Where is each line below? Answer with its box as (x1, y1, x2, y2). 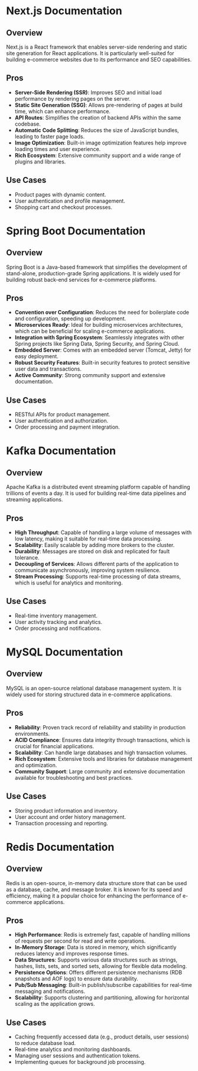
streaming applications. (6, 496, 63, 503)
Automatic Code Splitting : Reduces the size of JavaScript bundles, (14, 126, 179, 134)
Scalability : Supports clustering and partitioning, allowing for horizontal (14, 994, 189, 1001)
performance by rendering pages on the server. (14, 95, 131, 102)
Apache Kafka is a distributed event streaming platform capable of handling (6, 484, 190, 491)
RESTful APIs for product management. (14, 411, 111, 418)
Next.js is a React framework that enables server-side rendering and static (6, 43, 187, 50)
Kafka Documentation (6, 444, 116, 458)
